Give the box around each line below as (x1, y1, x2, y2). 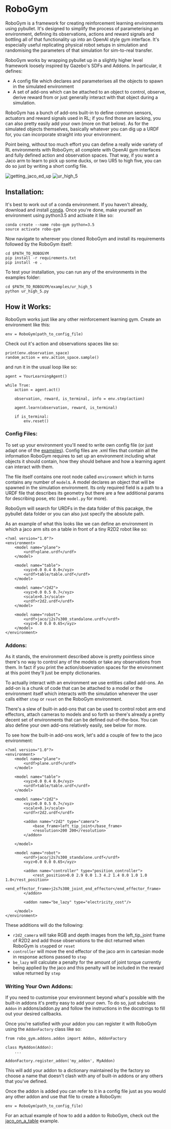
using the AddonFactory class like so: (5, 1026, 82, 1032)
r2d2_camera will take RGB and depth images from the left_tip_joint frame (12, 932, 165, 938)
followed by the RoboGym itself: (5, 241, 72, 247)
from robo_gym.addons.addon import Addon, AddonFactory (5, 1036, 127, 1041)
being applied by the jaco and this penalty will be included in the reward (12, 965, 164, 971)
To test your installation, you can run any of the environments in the (5, 269, 147, 275)
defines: (5, 68, 23, 74)
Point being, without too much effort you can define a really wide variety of (5, 141, 163, 147)
